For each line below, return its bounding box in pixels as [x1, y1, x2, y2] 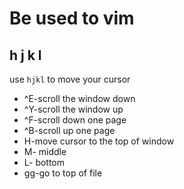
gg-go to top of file [23, 167, 103, 179]
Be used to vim [9, 7, 135, 30]
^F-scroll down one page [23, 114, 127, 126]
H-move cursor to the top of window [23, 135, 175, 147]
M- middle [23, 146, 67, 157]
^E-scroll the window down [23, 93, 136, 104]
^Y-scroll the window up [23, 103, 124, 115]
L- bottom [23, 157, 66, 168]
